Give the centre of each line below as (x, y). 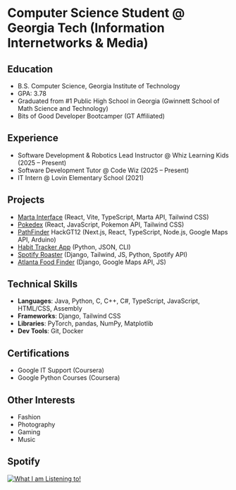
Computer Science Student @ (96, 13)
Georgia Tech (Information (86, 28)
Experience (33, 138)
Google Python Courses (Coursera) (69, 378)
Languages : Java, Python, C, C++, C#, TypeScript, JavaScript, (108, 301)
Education (30, 69)
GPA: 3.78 (32, 94)
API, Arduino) (37, 239)
